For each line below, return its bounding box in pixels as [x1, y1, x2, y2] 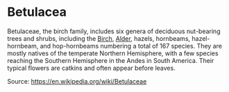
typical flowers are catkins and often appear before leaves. [7, 64, 176, 72]
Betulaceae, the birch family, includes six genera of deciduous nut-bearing [7, 27, 221, 35]
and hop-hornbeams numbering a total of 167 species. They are [40, 42, 222, 50]
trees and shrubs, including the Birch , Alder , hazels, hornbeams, [7, 34, 191, 42]
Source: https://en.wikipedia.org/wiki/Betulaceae [7, 77, 147, 85]
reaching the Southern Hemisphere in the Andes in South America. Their [7, 56, 214, 64]
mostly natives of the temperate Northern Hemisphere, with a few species [7, 49, 219, 57]
